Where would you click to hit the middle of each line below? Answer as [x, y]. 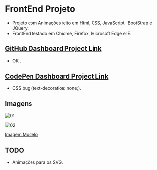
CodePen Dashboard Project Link [57, 76]
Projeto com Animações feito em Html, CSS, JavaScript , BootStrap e [82, 23]
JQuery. [20, 28]
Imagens [19, 104]
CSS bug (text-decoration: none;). [47, 88]
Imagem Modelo [22, 135]
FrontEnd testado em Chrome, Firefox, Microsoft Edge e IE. [72, 33]
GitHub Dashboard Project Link [53, 49]
